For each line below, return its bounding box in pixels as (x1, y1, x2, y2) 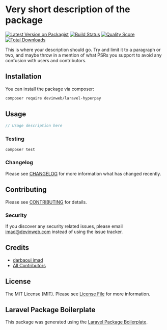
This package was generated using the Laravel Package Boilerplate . (5, 319, 148, 325)
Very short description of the (5, 4, 131, 15)
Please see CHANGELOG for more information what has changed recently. (5, 170, 161, 176)
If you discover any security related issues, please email (5, 223, 123, 229)
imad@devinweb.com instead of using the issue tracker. (5, 229, 123, 235)
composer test (5, 147, 36, 152)
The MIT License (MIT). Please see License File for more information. (5, 291, 150, 297)
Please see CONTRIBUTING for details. (5, 199, 88, 205)
